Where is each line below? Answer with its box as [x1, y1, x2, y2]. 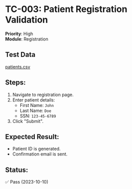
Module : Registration [5, 36, 48, 42]
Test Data [5, 50, 36, 59]
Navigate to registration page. [12, 91, 74, 97]
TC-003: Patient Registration [5, 3, 128, 15]
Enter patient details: [12, 96, 55, 103]
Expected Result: [5, 132, 59, 141]
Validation [5, 14, 48, 25]
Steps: [5, 78, 26, 87]
